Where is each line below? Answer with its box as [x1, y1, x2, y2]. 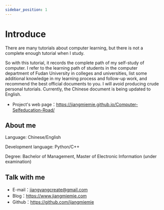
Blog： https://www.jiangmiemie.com [12, 193, 87, 199]
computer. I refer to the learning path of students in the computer [5, 65, 138, 71]
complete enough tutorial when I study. [5, 50, 85, 56]
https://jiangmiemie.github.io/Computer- [56, 101, 138, 107]
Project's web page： [12, 101, 57, 107]
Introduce [5, 28, 46, 40]
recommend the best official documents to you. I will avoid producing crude [5, 81, 159, 86]
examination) [5, 159, 32, 165]
